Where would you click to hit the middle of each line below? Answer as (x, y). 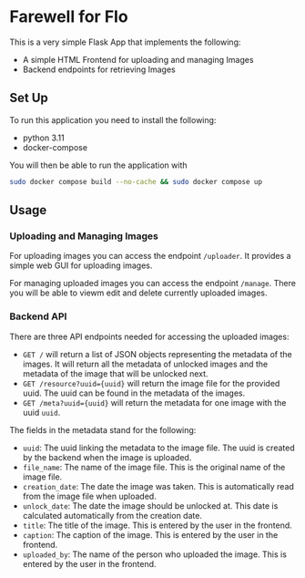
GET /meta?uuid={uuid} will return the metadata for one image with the (154, 402)
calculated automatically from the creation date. (112, 515)
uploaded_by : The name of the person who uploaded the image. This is (154, 554)
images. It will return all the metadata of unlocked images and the (145, 364)
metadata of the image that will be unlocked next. (115, 373)
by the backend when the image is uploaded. (107, 457)
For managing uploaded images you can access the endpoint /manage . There (152, 284)
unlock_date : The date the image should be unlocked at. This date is (150, 506)
